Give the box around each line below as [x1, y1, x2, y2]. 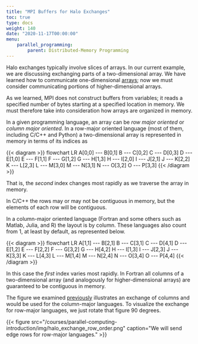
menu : [6, 36, 20, 42]
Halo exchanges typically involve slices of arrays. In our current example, [6, 64, 186, 71]
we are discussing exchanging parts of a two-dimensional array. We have [6, 70, 186, 77]
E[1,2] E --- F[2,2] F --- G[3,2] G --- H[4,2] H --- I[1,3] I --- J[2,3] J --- [6, 245, 178, 253]
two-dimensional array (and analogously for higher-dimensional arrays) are [6, 276, 190, 283]
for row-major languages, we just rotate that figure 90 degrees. [6, 307, 161, 314]
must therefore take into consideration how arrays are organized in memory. [6, 107, 193, 114]
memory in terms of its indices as [6, 137, 88, 145]
